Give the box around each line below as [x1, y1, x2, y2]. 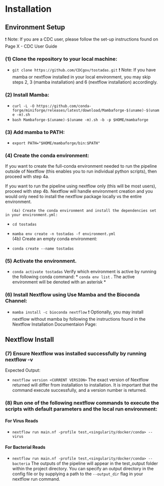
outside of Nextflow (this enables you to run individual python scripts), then [5, 168, 157, 175]
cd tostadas [12, 222, 37, 227]
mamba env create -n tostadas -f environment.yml [12, 231, 116, 236]
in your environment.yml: [5, 212, 58, 218]
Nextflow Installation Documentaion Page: [12, 321, 97, 327]
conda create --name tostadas [12, 246, 74, 251]
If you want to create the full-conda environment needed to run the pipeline [5, 163, 158, 169]
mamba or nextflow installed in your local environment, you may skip [12, 74, 151, 80]
